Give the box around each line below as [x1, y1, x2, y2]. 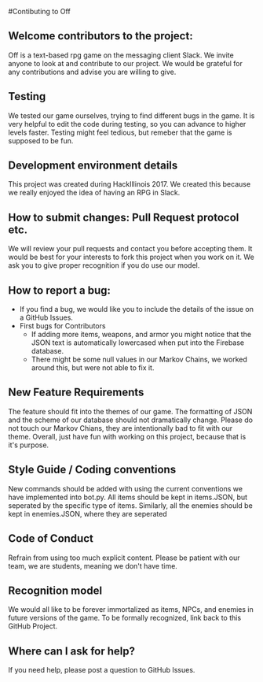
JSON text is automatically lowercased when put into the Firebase [31, 338, 245, 347]
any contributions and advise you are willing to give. [8, 67, 177, 76]
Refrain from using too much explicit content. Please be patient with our [8, 553, 241, 562]
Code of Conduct [8, 532, 94, 546]
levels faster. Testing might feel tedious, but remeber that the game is [8, 128, 232, 137]
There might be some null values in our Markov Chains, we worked [31, 354, 247, 365]
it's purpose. [8, 440, 49, 450]
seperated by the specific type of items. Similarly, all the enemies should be [8, 500, 253, 510]
